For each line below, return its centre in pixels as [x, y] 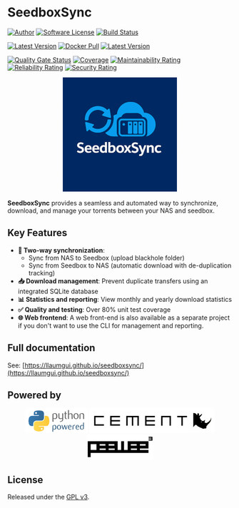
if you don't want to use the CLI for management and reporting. [111, 325]
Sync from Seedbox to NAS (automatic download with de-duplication [130, 265]
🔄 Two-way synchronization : [61, 250]
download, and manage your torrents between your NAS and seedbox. [111, 210]
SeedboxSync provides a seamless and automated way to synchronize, [113, 203]
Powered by [35, 395]
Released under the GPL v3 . [49, 497]
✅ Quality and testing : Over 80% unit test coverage [94, 309]
